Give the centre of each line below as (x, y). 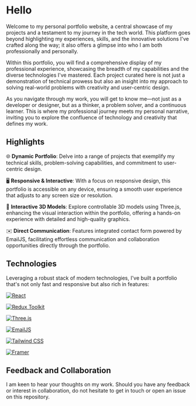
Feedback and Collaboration (59, 370)
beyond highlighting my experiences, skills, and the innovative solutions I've (97, 39)
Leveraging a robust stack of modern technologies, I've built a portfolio (92, 278)
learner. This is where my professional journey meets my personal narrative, (97, 111)
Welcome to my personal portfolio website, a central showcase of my (89, 26)
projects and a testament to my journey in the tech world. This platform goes (98, 32)
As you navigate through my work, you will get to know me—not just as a (94, 99)
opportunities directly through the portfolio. (58, 245)
